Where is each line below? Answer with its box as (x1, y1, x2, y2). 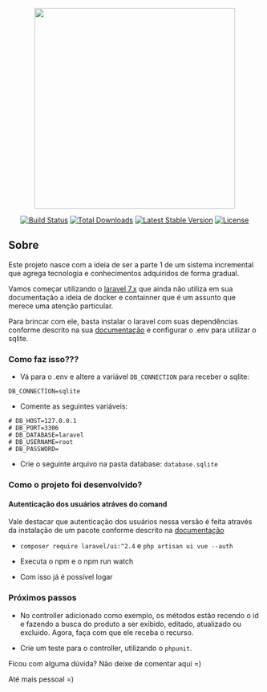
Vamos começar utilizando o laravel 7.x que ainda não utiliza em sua (8, 283, 233, 293)
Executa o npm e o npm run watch (19, 556, 134, 566)
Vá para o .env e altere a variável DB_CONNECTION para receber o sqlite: (19, 372, 250, 381)
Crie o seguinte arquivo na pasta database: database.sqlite (19, 459, 218, 469)
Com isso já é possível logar (19, 572, 114, 582)
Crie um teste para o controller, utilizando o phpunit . (19, 643, 192, 653)
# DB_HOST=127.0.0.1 (8, 417, 78, 425)
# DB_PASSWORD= (8, 446, 59, 454)
